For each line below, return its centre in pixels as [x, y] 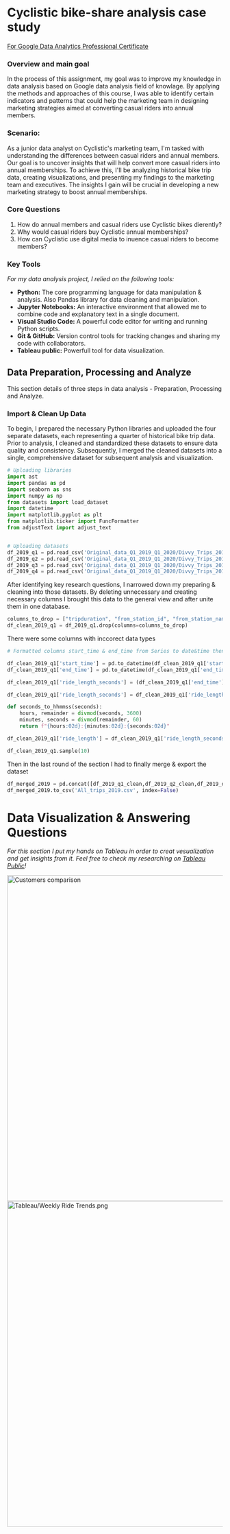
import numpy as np [35, 496]
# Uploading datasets [38, 546]
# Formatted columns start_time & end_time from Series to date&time [108, 651]
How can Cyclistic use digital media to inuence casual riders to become [118, 239]
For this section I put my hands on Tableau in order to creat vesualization [111, 851]
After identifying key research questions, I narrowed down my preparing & [111, 585]
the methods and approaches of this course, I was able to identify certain [111, 93]
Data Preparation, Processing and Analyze [99, 372]
